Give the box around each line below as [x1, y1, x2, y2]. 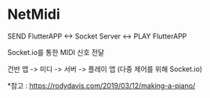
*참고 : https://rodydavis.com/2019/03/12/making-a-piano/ [7, 81, 196, 90]
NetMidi [7, 5, 60, 24]
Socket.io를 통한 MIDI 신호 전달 [7, 47, 105, 56]
